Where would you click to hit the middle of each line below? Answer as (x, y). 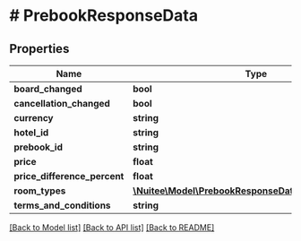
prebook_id (39, 147)
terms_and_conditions (62, 205)
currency (34, 118)
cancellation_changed (62, 103)
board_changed (48, 89)
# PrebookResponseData (104, 16)
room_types (40, 191)
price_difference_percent (69, 176)
